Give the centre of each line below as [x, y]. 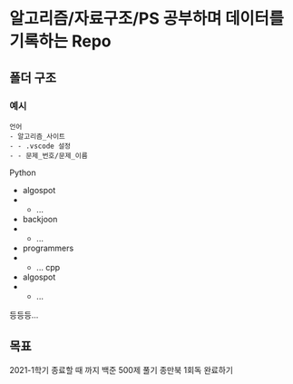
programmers [48, 248]
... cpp [48, 267]
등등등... [24, 315]
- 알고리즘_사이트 [38, 136]
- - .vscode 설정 [40, 146]
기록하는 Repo [60, 41]
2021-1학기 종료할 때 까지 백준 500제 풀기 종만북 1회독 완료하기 [122, 369]
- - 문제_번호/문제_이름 [49, 155]
